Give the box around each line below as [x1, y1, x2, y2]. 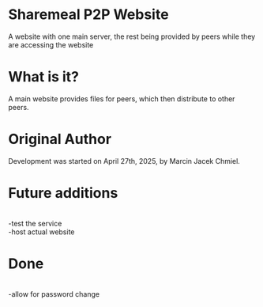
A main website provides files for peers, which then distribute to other [8, 93, 235, 104]
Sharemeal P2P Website [8, 6, 169, 24]
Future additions [8, 184, 118, 202]
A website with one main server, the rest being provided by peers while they [8, 32, 256, 41]
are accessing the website [8, 40, 94, 49]
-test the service [8, 218, 62, 228]
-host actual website [8, 227, 75, 237]
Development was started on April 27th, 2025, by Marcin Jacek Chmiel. [8, 156, 241, 165]
